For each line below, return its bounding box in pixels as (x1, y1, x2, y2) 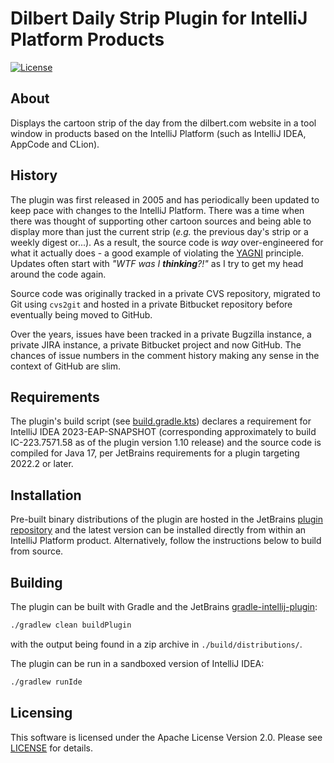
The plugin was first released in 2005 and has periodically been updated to (10, 193, 320, 206)
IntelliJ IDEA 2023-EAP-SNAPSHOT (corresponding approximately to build (10, 426, 317, 438)
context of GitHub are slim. (10, 360, 121, 372)
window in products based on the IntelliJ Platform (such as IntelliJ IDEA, (10, 127, 307, 139)
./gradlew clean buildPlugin (10, 620, 132, 630)
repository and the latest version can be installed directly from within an (10, 524, 307, 536)
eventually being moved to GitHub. (10, 308, 153, 321)
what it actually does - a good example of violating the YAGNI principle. (10, 247, 305, 259)
